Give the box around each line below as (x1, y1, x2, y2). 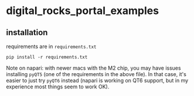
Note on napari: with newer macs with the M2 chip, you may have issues (6, 64, 181, 71)
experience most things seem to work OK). (6, 83, 110, 90)
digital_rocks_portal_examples (6, 4, 159, 18)
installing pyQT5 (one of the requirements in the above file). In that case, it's (6, 71, 186, 77)
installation (6, 28, 48, 37)
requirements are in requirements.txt (6, 43, 97, 50)
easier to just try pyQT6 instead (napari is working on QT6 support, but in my (6, 77, 189, 84)
